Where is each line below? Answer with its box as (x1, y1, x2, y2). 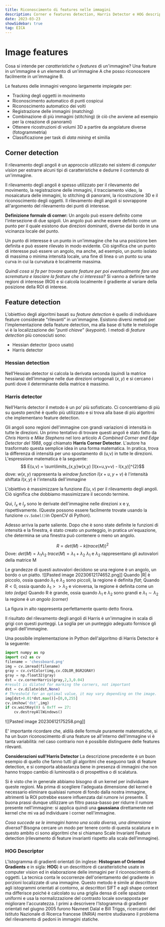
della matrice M (5, 557, 37, 563)
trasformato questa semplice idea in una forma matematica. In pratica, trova (5, 446, 159, 451)
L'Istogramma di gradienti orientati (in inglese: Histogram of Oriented (5, 858, 146, 865)
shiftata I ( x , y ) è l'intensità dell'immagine (5, 477, 86, 482)
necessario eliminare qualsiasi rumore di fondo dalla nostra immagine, (5, 789, 147, 795)
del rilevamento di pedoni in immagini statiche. (5, 916, 99, 922)
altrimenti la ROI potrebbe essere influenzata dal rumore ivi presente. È (5, 794, 148, 800)
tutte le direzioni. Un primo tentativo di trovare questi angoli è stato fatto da (5, 430, 157, 436)
